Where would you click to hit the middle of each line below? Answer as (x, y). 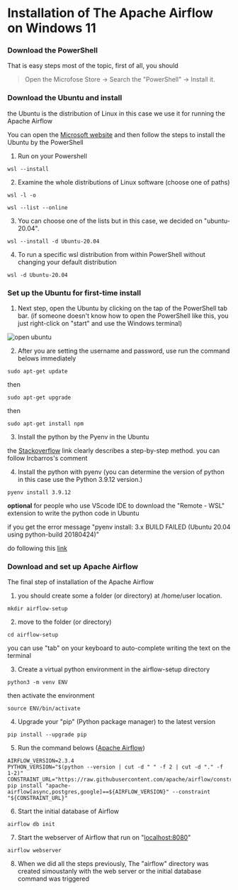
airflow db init (31, 825)
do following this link (37, 549)
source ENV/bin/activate (44, 709)
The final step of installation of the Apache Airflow (81, 582)
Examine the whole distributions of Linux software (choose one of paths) (124, 182)
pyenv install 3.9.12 (39, 493)
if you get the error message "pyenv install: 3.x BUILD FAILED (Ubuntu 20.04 (119, 527)
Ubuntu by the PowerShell (45, 142)
